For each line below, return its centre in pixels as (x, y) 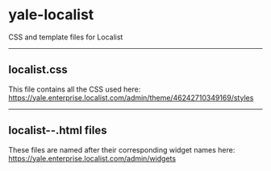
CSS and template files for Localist (66, 37)
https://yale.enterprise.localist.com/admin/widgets (92, 158)
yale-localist (51, 15)
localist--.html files (58, 130)
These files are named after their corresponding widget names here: (122, 149)
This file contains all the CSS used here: (75, 89)
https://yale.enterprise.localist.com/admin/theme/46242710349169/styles (131, 97)
